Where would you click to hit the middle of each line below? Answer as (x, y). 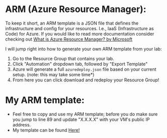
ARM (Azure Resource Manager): (76, 9)
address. (22, 124)
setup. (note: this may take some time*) (53, 74)
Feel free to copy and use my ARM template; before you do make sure (85, 114)
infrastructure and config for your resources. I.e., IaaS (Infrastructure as (80, 28)
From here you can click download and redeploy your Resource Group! (86, 80)
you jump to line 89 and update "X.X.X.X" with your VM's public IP (81, 119)
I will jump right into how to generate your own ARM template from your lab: (83, 49)
